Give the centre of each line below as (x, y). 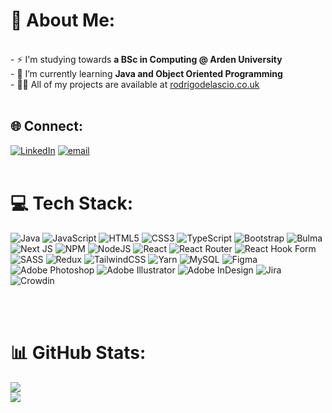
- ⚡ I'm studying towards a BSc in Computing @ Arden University (146, 59)
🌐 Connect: (46, 126)
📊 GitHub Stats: (78, 352)
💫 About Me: (63, 20)
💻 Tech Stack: (72, 203)
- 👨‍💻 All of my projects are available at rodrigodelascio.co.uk (135, 84)
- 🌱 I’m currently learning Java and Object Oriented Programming (146, 73)
